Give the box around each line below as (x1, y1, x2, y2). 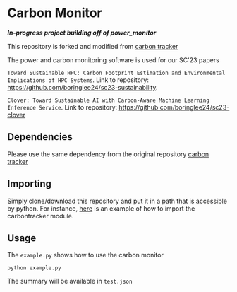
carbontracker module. (7, 211, 74, 220)
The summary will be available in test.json (7, 277, 133, 286)
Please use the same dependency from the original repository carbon (7, 150, 209, 158)
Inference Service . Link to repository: (7, 103, 118, 111)
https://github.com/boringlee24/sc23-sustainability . (7, 83, 158, 91)
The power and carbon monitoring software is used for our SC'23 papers (7, 55, 220, 64)
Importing (7, 178, 51, 190)
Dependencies (7, 131, 73, 143)
